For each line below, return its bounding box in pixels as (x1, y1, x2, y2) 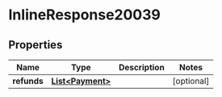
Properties (8, 38, 63, 52)
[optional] (172, 75, 210, 86)
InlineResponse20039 (8, 6, 161, 24)
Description (118, 62, 165, 73)
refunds (12, 75, 44, 86)
